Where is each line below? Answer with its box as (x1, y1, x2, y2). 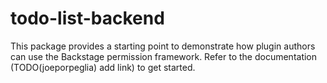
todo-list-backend (10, 7, 165, 30)
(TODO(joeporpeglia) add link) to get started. (10, 61, 196, 73)
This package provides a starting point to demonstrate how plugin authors (10, 40, 316, 52)
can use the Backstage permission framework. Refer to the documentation (10, 50, 318, 62)
